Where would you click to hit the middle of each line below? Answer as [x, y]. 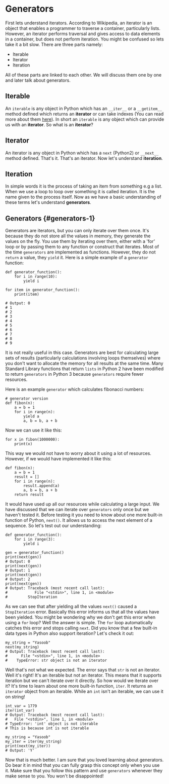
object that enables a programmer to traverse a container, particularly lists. [83, 28]
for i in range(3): [35, 540]
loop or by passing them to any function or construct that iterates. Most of [82, 247]
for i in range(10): [36, 277]
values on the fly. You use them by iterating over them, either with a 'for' [80, 241]
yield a [31, 416]
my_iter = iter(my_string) [34, 742]
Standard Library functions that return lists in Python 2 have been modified [84, 369]
